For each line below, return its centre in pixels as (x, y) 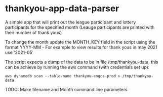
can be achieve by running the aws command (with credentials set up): (77, 67)
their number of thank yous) (34, 32)
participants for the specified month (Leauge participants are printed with (80, 27)
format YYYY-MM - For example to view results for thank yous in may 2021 (81, 47)
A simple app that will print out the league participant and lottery (71, 22)
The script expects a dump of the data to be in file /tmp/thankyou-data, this (82, 62)
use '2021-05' (19, 52)
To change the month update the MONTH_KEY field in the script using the (80, 42)
